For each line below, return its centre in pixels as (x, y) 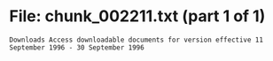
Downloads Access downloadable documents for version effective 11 (136, 40)
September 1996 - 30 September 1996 (77, 47)
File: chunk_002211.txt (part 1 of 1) (137, 16)
